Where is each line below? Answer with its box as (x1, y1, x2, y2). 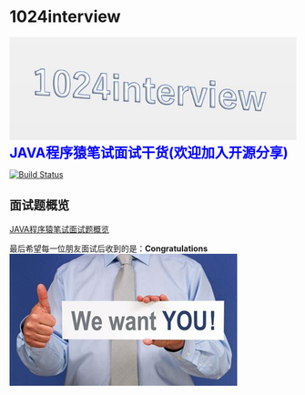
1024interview (9, 6, 121, 27)
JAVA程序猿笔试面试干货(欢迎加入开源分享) (9, 144, 289, 161)
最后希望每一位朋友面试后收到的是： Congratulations (9, 243, 208, 254)
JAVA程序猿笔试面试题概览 (9, 223, 109, 234)
